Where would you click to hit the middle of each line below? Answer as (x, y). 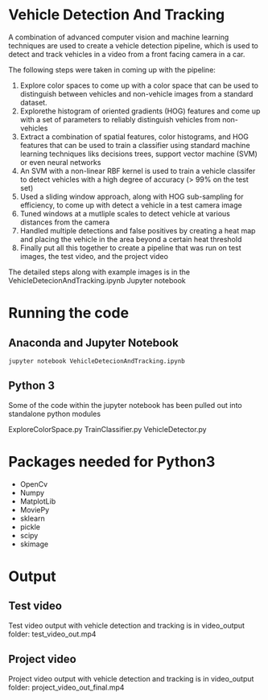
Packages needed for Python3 (112, 461)
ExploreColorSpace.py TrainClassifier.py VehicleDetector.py (107, 429)
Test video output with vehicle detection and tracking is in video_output (127, 625)
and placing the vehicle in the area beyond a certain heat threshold (131, 239)
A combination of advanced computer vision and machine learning (119, 37)
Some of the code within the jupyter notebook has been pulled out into (126, 405)
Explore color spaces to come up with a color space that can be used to (139, 85)
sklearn (33, 518)
